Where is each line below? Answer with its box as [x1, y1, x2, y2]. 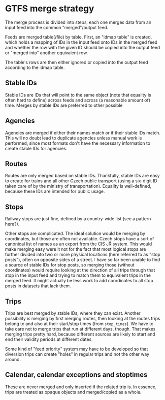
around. [5, 357, 21, 362]
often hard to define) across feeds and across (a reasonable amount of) [5, 97, 151, 103]
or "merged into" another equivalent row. [5, 50, 88, 56]
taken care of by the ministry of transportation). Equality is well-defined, [5, 183, 152, 189]
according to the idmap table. [5, 65, 65, 70]
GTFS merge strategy [5, 3, 95, 14]
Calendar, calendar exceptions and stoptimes [5, 370, 148, 379]
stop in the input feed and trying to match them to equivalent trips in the [5, 272, 151, 278]
